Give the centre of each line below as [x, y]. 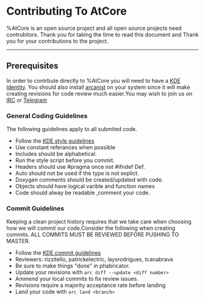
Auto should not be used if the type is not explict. [77, 173]
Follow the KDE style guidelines [55, 141]
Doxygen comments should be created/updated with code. [89, 180]
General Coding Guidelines [47, 116]
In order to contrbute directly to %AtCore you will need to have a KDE [94, 80]
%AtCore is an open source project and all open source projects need [94, 28]
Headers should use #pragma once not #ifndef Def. [80, 167]
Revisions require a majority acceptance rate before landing [90, 285]
